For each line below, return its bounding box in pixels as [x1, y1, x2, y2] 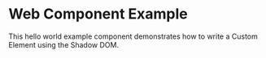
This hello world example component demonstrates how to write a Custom [8, 31, 258, 41]
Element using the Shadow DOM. [8, 39, 120, 49]
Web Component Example [8, 5, 189, 23]
